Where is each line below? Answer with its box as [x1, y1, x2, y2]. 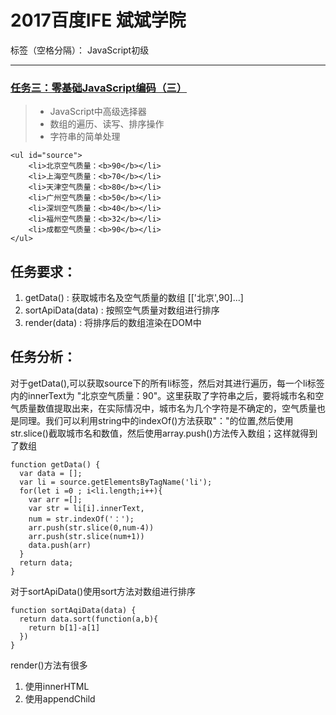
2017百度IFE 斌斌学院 [10, 9, 187, 32]
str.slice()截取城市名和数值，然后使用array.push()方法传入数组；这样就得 [10, 427, 310, 439]
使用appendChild [24, 692, 96, 705]
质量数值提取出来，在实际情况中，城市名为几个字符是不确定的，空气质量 [18, 402, 317, 414]
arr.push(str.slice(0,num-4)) [28, 522, 155, 533]
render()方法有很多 [10, 659, 88, 671]
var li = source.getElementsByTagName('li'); [19, 477, 213, 487]
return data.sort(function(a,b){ [19, 614, 159, 624]
